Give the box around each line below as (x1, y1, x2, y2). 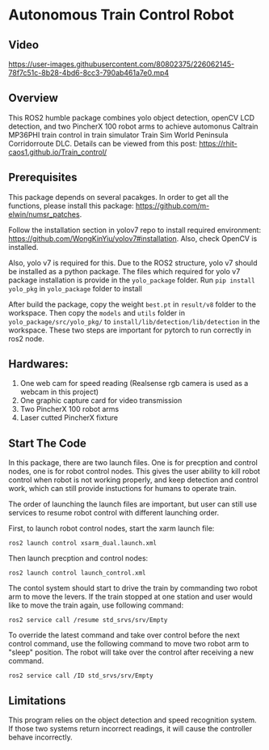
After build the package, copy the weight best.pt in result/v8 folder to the (8, 299, 257, 309)
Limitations (8, 693, 66, 707)
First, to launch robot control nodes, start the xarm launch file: (8, 523, 215, 533)
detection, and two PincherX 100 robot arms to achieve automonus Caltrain (8, 121, 258, 131)
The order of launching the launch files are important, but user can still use (8, 499, 257, 509)
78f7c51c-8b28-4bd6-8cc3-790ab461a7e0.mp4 (8, 68, 170, 78)
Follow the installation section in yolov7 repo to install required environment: (8, 225, 261, 235)
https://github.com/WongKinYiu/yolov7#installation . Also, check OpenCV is (8, 233, 258, 244)
